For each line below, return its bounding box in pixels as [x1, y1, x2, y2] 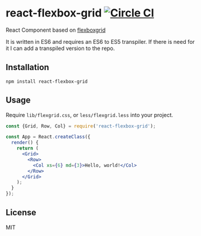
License [5, 207, 37, 218]
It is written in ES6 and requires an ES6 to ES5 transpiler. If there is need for [5, 38, 196, 45]
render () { [11, 140, 39, 146]
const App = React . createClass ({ [5, 134, 91, 140]
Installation [5, 62, 49, 73]
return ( [16, 145, 39, 152]
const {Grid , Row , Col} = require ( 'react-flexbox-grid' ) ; [5, 123, 156, 129]
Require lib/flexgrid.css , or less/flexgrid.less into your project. [5, 111, 174, 118]
